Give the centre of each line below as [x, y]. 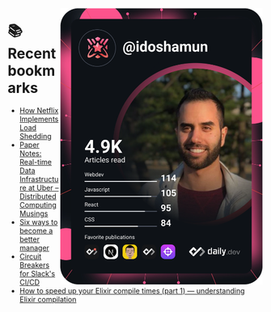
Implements [39, 119]
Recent [32, 54]
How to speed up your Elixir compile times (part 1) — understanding [132, 290]
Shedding [35, 136]
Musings [34, 213]
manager [34, 247]
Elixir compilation [48, 299]
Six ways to [38, 221]
